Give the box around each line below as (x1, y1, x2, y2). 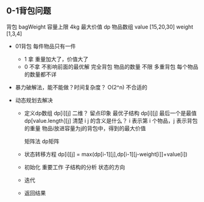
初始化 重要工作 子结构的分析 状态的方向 (24, 163, 125, 170)
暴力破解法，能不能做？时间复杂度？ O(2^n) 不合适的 (15, 83, 147, 91)
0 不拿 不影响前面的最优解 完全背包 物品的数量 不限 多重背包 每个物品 (24, 63, 199, 70)
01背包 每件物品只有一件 (15, 42, 76, 50)
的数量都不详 (24, 71, 57, 78)
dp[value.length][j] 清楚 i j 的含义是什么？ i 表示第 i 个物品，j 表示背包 (24, 117, 198, 124)
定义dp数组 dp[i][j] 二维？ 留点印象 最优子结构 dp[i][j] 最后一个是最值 (24, 109, 197, 117)
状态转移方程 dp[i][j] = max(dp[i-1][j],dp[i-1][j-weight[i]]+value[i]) (24, 150, 188, 158)
